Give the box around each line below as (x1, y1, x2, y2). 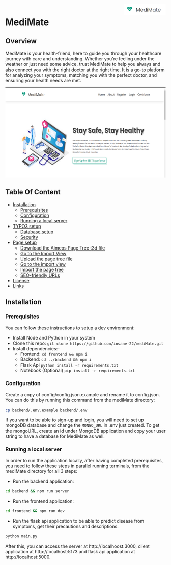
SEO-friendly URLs (20, 272, 60, 278)
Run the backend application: (12, 478, 74, 484)
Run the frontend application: (12, 498, 74, 504)
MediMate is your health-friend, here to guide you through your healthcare (5, 50, 162, 56)
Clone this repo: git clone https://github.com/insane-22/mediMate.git (12, 340, 164, 346)
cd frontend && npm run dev (5, 508, 65, 513)
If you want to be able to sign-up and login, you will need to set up (5, 417, 144, 423)
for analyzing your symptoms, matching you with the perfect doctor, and (5, 72, 157, 78)
